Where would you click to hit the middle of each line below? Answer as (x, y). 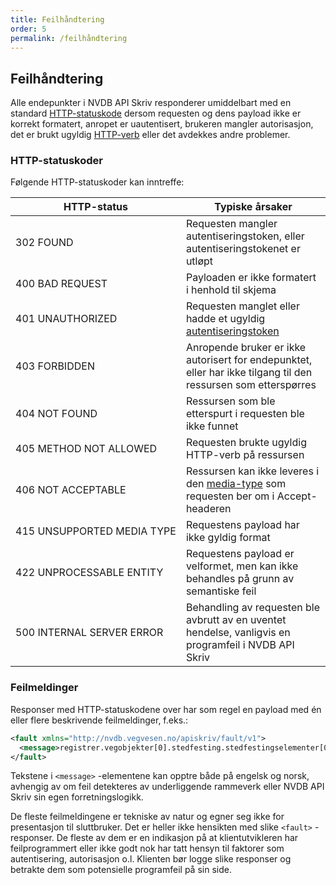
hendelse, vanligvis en (238, 633)
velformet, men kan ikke (242, 566)
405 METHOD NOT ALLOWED (86, 449)
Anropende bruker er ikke (246, 348)
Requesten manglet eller (242, 306)
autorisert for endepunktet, (249, 360)
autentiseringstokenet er (243, 249)
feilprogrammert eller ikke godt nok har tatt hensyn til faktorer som (147, 848)
